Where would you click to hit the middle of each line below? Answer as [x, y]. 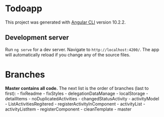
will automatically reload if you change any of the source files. [68, 55]
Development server [37, 38]
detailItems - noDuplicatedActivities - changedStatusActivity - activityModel [82, 98]
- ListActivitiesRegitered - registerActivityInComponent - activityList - [75, 104]
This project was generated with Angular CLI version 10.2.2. [66, 22]
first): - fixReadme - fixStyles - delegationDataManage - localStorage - [77, 93]
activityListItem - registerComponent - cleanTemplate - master [68, 109]
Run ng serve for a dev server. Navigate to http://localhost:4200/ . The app [82, 49]
